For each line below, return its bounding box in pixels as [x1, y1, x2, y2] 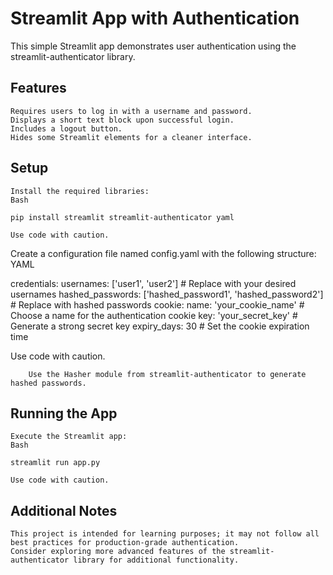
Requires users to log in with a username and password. [10, 106, 253, 116]
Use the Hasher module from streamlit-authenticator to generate [28, 369, 307, 379]
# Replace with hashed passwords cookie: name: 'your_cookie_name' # [10, 298, 305, 311]
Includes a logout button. [10, 123, 123, 134]
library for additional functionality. [73, 555, 240, 566]
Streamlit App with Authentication [10, 7, 300, 30]
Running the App [10, 405, 118, 422]
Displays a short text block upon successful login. [10, 115, 235, 125]
